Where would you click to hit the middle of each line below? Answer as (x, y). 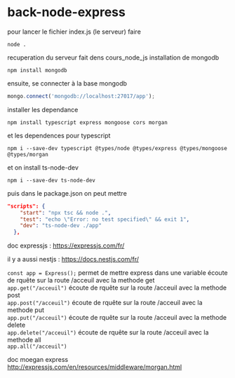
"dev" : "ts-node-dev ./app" (61, 226)
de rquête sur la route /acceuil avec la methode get (81, 281)
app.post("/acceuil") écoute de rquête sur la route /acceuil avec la (105, 303)
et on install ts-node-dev (43, 167)
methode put (26, 310)
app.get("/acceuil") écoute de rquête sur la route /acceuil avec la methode (117, 288)
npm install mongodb (38, 70)
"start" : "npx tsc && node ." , (66, 212)
